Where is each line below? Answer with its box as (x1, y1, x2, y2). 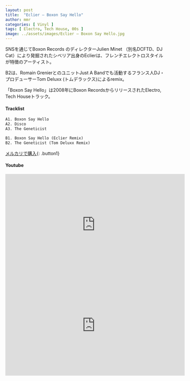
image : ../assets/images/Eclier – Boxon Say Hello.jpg (5, 31, 125, 36)
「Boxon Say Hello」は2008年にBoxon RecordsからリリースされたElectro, (5, 87, 162, 93)
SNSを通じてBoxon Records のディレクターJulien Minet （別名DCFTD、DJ (5, 46, 163, 52)
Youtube (5, 162, 24, 168)
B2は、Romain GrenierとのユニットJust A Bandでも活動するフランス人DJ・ (5, 70, 165, 76)
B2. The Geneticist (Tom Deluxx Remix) (5, 140, 91, 145)
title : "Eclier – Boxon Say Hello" (5, 12, 83, 17)
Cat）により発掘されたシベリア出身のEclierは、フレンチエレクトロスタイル (5, 52, 164, 58)
